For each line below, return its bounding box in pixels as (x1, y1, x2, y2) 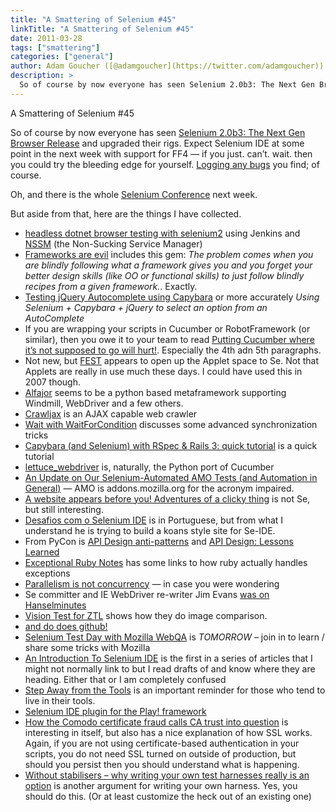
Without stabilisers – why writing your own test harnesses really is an (24, 769, 310, 781)
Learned (24, 546, 60, 558)
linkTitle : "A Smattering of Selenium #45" (10, 24, 195, 34)
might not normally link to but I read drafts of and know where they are (24, 662, 316, 675)
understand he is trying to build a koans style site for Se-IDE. (24, 524, 276, 536)
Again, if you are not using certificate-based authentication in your (24, 737, 300, 749)
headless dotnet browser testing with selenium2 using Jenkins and (24, 227, 301, 239)
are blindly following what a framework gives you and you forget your (24, 259, 313, 271)
